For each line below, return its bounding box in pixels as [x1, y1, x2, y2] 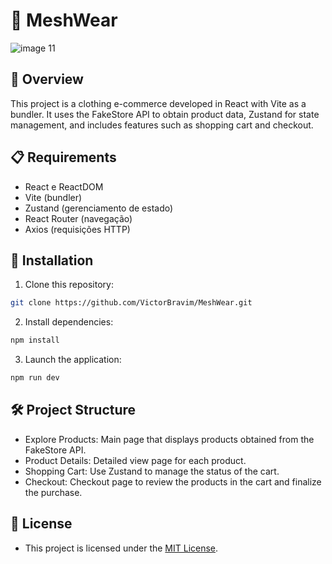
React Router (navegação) [24, 212, 133, 224]
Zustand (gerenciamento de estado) [24, 202, 174, 214]
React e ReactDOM [24, 180, 104, 193]
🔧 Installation [10, 252, 94, 269]
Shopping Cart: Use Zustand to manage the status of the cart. [24, 465, 280, 477]
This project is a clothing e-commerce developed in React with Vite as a [10, 97, 307, 109]
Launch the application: [24, 354, 122, 366]
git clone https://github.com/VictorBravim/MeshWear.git [10, 298, 253, 308]
